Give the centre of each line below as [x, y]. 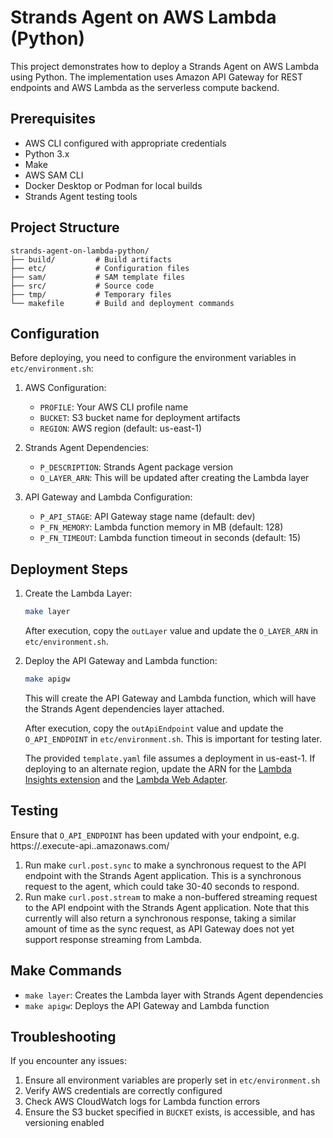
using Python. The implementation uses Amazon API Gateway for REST [157, 77]
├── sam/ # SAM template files [98, 277]
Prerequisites [53, 119]
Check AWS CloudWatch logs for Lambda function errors [142, 1102]
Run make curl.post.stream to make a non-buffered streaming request [171, 897]
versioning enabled [64, 1123]
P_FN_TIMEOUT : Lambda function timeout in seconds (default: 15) [170, 538]
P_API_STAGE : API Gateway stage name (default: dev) [147, 517]
